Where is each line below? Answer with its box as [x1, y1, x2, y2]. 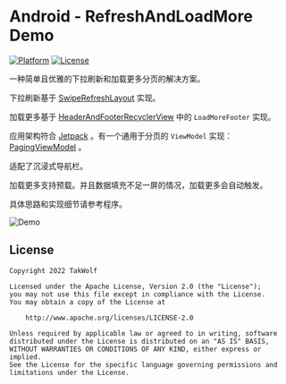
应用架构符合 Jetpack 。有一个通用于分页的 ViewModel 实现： [9, 130, 233, 141]
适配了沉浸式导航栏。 [9, 160, 88, 171]
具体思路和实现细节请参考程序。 [9, 199, 127, 209]
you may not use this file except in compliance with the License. [9, 289, 266, 299]
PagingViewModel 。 [9, 141, 87, 152]
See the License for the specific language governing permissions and [9, 360, 278, 369]
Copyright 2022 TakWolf [9, 266, 98, 275]
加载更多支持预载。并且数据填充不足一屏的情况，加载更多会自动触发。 [9, 179, 268, 190]
